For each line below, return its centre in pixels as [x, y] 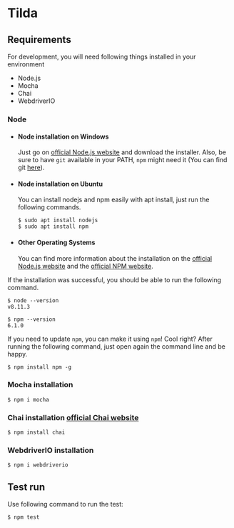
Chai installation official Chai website [73, 417]
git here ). [31, 168]
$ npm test [24, 517]
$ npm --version [31, 319]
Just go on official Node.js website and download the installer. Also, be [122, 152]
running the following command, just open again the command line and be [117, 346]
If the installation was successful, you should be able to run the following [115, 279]
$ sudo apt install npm [53, 226]
